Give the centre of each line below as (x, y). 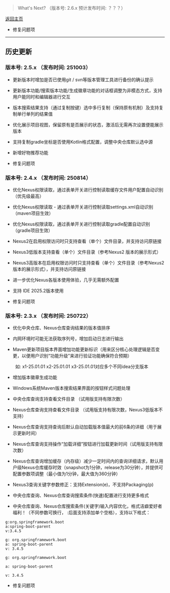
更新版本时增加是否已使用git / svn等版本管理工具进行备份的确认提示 (83, 79)
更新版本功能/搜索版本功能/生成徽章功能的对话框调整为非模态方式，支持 (87, 90)
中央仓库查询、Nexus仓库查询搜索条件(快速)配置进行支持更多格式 (81, 496)
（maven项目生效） (33, 213)
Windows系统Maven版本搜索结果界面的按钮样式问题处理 (71, 388)
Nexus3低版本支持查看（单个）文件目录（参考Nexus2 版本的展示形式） (87, 252)
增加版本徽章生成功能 (35, 377)
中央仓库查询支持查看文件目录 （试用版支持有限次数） (69, 399)
